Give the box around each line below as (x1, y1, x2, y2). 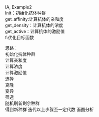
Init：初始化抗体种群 (5, 10, 46, 16)
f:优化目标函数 (5, 34, 34, 40)
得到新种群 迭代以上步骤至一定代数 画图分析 (5, 107, 94, 112)
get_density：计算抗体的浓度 (5, 22, 64, 28)
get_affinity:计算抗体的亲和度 (5, 16, 64, 22)
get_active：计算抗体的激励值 (5, 29, 65, 34)
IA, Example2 (5, 4, 32, 10)
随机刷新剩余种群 (5, 100, 40, 106)
